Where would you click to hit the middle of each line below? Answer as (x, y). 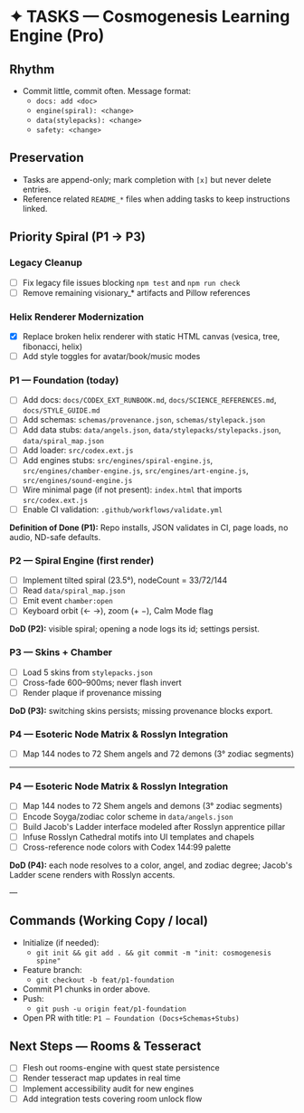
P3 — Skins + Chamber (61, 652)
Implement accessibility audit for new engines (108, 1089)
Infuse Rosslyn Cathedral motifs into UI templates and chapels (138, 837)
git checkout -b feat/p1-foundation (105, 980)
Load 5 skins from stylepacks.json (88, 672)
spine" (48, 961)
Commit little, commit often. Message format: (107, 91)
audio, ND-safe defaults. (55, 537)
